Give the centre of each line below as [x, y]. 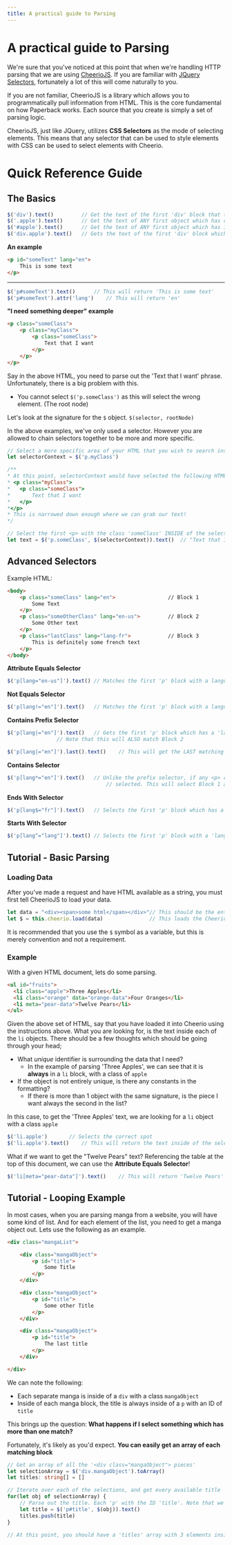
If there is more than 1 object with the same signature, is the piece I [123, 1096]
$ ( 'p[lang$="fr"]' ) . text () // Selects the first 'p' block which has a [116, 810]
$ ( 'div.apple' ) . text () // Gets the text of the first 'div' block [108, 234]
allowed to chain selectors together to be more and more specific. [101, 438]
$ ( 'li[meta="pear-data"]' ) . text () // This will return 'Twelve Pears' [116, 1177]
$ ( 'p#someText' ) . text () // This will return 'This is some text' [111, 291]
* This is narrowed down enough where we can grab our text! [97, 515]
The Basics [32, 199]
